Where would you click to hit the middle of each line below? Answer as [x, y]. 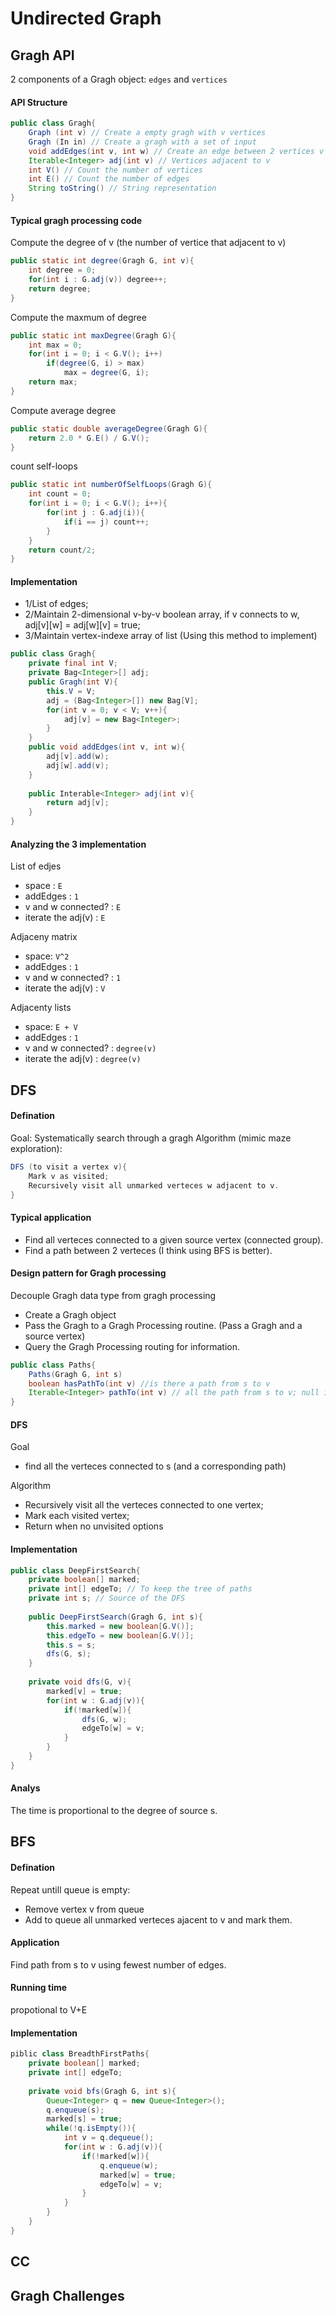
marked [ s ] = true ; [84, 2119]
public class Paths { [53, 1365]
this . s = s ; [71, 1645]
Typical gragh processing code [76, 220]
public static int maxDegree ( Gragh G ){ [93, 335]
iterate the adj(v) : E [65, 918]
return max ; [53, 382]
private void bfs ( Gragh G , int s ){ [102, 2091]
